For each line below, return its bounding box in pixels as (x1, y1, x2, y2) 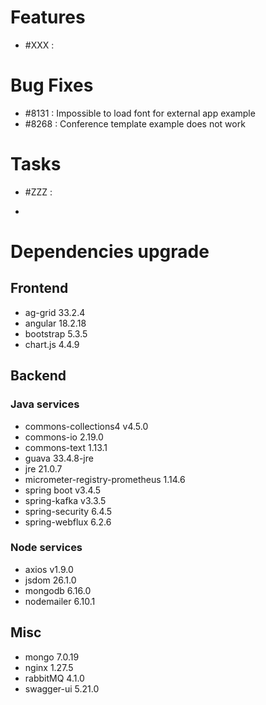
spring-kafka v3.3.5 (24, 494, 107, 506)
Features (10, 6, 86, 29)
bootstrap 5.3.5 (24, 327, 88, 340)
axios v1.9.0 (24, 563, 74, 575)
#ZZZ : (24, 186, 53, 198)
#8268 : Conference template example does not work (24, 117, 246, 130)
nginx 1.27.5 (24, 661, 74, 673)
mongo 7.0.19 (24, 651, 80, 663)
